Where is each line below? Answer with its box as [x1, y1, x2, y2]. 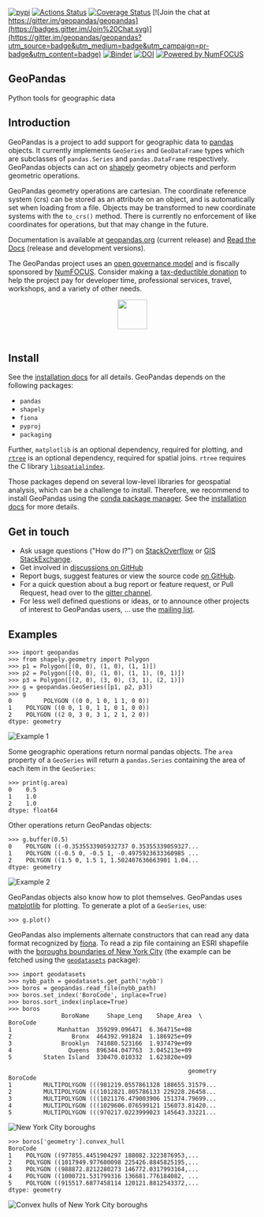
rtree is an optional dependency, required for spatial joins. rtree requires [8, 453, 247, 463]
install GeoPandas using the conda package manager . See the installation [8, 494, 247, 503]
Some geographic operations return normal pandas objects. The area [8, 747, 233, 757]
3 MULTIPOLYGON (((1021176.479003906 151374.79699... [8, 1095, 217, 1103]
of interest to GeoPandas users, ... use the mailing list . [19, 605, 195, 614]
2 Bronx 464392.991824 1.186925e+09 [8, 1033, 192, 1041]
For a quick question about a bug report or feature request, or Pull [19, 580, 234, 589]
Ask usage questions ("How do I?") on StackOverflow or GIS [19, 546, 216, 556]
